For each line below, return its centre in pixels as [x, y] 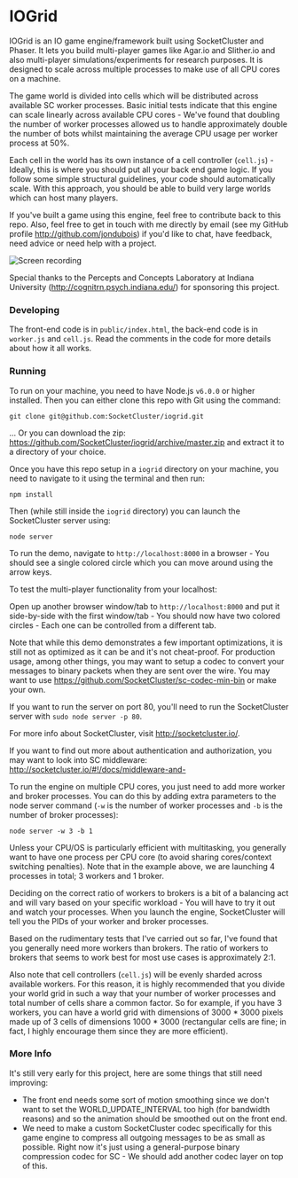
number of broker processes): [64, 814]
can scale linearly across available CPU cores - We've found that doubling [145, 114]
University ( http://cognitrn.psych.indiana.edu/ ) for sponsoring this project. [145, 287]
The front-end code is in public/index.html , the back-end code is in [134, 329]
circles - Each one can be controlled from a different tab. [113, 625]
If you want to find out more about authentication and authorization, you [141, 750]
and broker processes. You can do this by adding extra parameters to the [143, 796]
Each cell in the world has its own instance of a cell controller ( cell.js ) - [142, 160]
